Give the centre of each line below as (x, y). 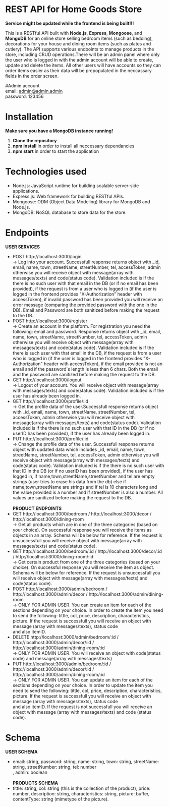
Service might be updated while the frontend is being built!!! (70, 23)
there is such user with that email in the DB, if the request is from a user (87, 353)
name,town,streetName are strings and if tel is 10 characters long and (85, 487)
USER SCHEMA (21, 752)
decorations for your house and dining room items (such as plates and (78, 43)
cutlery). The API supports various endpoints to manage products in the (80, 49)
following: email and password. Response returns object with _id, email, (87, 331)
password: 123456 (24, 96)
